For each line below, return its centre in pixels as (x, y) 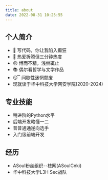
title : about (19, 10)
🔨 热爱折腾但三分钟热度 (37, 57)
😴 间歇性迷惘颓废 (33, 78)
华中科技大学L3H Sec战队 (40, 172)
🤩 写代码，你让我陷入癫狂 (39, 50)
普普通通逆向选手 (31, 128)
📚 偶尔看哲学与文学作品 (38, 69)
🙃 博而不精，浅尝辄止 (36, 63)
